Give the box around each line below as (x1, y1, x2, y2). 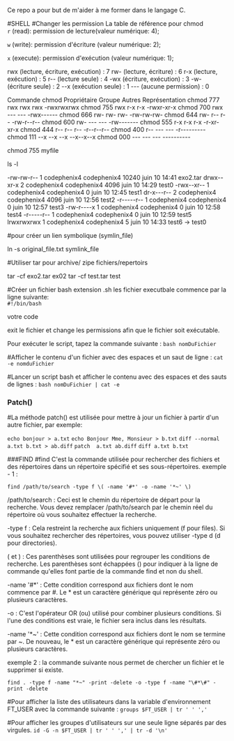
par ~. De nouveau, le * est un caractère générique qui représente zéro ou (7, 638, 221, 646)
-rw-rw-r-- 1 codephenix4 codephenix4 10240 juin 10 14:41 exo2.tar (7, 174, 202, 181)
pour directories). (7, 539, 57, 547)
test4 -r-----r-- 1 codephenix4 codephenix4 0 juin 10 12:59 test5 (7, 211, 192, 218)
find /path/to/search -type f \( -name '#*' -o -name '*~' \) (7, 484, 192, 491)
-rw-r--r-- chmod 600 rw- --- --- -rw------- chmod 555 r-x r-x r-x (11, 118, 202, 126)
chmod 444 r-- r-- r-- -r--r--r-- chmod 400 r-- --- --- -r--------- (20, 126, 206, 133)
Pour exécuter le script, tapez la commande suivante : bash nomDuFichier (7, 340, 217, 347)
